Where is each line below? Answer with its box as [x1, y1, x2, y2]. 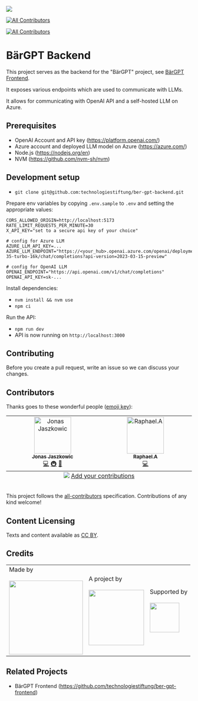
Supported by [150, 588, 188, 596]
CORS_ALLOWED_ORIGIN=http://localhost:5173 [6, 217, 115, 223]
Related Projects [6, 667, 68, 677]
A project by [88, 575, 123, 583]
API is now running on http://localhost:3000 [14, 331, 125, 338]
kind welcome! [6, 499, 42, 506]
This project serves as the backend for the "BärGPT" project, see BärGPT [6, 68, 184, 75]
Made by [9, 565, 34, 573]
